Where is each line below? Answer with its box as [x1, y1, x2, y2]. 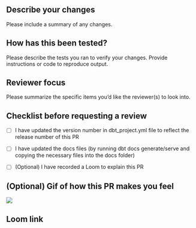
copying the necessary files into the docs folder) [14, 152, 135, 159]
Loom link [6, 214, 44, 224]
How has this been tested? [6, 38, 108, 48]
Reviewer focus [6, 78, 66, 88]
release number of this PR [14, 133, 79, 141]
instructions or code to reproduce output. [6, 60, 108, 68]
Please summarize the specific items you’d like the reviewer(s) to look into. [6, 93, 191, 101]
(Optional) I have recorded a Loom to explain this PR [14, 163, 144, 171]
